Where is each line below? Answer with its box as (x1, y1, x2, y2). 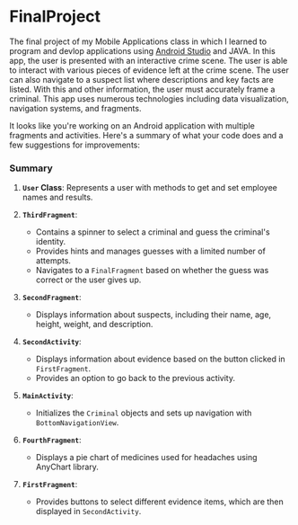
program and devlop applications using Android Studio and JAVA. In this (9, 45, 276, 56)
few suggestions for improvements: (9, 139, 141, 150)
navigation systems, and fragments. (9, 102, 142, 113)
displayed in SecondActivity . (35, 506, 142, 517)
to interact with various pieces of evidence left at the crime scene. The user (9, 65, 289, 76)
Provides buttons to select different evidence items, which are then (35, 496, 285, 507)
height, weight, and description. (35, 319, 153, 330)
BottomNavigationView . (35, 417, 119, 428)
